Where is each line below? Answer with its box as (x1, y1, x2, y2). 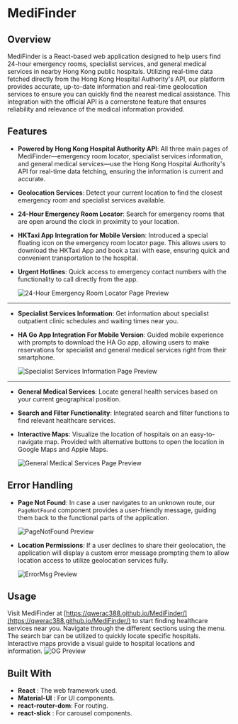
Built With (7, 667, 52, 679)
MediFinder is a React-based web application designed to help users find (7, 52, 221, 60)
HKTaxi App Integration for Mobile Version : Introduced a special (17, 231, 208, 239)
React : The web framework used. (17, 686, 118, 695)
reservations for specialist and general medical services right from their (17, 345, 227, 354)
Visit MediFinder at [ (7, 609, 67, 617)
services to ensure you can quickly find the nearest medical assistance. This (7, 90, 231, 98)
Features (7, 126, 47, 138)
